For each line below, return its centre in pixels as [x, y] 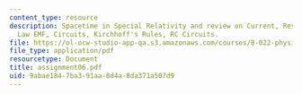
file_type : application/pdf [62, 51]
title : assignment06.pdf [56, 68]
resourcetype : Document [54, 59]
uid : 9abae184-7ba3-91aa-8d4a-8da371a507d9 [92, 76]
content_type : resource [54, 17]
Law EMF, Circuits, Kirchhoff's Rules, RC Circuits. [118, 34]
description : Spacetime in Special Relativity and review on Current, [144, 26]
